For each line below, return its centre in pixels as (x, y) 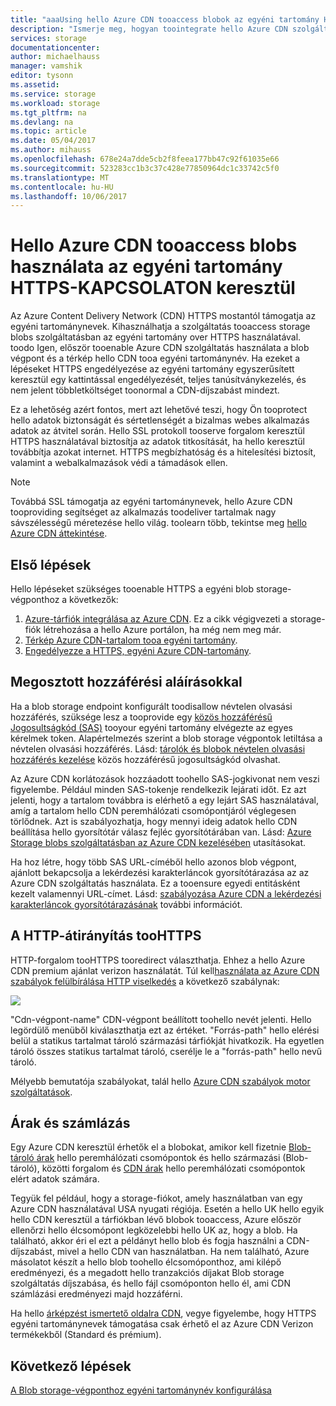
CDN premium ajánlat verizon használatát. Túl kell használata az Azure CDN (165, 970)
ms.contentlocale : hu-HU (62, 187)
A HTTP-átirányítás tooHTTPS (106, 936)
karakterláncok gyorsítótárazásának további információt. (126, 904)
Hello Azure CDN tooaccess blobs (154, 245)
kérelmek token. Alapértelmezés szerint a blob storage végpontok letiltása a (166, 738)
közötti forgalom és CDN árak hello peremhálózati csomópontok (173, 1168)
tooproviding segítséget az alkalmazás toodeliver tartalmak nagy (143, 512)
